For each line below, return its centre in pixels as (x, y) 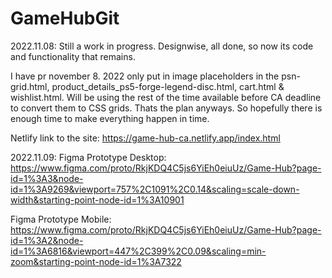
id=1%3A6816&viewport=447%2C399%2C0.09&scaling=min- (138, 251)
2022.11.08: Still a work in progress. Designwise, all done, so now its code (162, 46)
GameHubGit (65, 18)
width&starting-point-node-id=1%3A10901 (97, 199)
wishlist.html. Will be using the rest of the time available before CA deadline (166, 97)
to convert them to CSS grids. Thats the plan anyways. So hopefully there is (166, 108)
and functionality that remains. (73, 56)
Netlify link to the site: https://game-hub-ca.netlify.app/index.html (145, 138)
